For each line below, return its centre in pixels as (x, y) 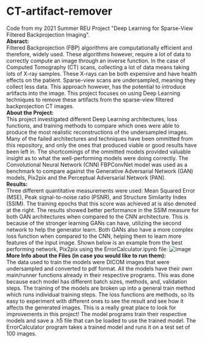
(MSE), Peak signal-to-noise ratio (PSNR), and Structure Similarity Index (97, 197)
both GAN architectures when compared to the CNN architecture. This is (97, 216)
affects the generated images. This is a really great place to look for (91, 308)
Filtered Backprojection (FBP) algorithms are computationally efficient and (99, 48)
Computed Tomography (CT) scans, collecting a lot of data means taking (98, 67)
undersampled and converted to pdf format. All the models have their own (99, 268)
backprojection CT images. (40, 106)
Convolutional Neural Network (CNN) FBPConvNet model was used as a (97, 164)
